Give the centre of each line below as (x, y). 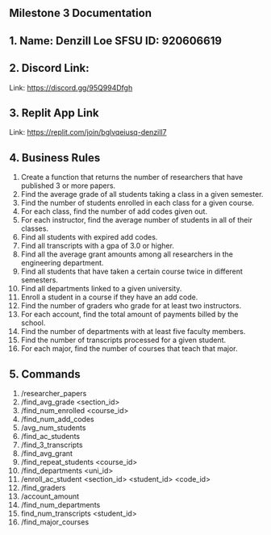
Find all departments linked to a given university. (101, 289)
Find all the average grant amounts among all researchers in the (127, 254)
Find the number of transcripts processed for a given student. (123, 340)
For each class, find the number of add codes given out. (114, 211)
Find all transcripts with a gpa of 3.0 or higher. (97, 246)
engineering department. (62, 263)
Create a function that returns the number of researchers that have (132, 178)
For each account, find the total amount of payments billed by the (129, 315)
